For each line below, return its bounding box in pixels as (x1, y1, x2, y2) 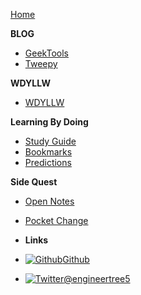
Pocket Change (24, 215, 89, 226)
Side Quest (10, 176, 58, 188)
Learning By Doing (10, 116, 89, 128)
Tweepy (24, 58, 58, 69)
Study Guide (24, 135, 77, 147)
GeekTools (24, 47, 69, 59)
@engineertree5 (63, 273, 131, 284)
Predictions (24, 157, 72, 168)
